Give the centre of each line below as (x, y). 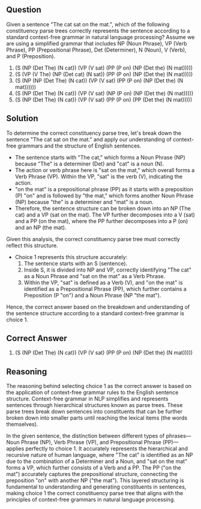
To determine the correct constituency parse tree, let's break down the (94, 133)
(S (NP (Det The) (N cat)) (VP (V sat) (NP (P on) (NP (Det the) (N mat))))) (104, 93)
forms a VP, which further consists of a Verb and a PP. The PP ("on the (94, 468)
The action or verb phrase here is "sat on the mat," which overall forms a (105, 170)
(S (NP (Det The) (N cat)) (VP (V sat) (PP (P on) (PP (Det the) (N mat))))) (103, 100)
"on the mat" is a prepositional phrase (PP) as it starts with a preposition (104, 189)
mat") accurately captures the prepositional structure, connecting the (92, 474)
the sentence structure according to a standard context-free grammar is (95, 313)
